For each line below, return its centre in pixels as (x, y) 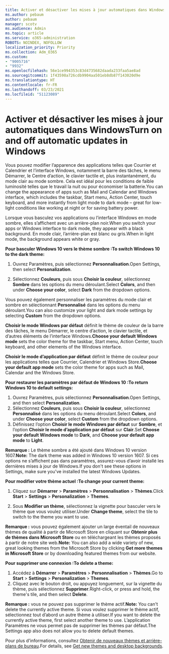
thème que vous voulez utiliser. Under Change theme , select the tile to (85, 511)
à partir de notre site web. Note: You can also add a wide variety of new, (80, 543)
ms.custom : (17, 57)
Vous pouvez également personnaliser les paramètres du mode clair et (78, 300)
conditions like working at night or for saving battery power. (77, 208)
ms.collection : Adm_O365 (31, 52)
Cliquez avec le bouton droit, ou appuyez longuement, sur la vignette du (87, 584)
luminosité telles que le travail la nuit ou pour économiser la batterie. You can (84, 186)
